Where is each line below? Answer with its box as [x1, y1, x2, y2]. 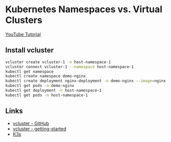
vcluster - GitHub [12, 120, 50, 126]
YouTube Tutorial [5, 31, 41, 37]
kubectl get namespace [5, 69, 54, 74]
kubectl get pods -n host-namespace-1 [5, 93, 88, 98]
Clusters [5, 14, 42, 26]
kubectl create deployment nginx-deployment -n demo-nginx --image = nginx [5, 78, 166, 83]
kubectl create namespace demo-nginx [5, 74, 86, 79]
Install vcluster [5, 46, 54, 54]
